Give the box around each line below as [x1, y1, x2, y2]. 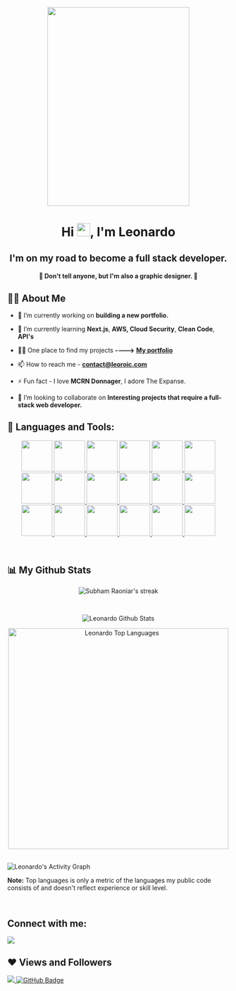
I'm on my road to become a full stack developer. [9, 252, 228, 264]
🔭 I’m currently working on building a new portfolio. [17, 311, 169, 319]
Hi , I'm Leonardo [61, 224, 176, 240]
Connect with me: [7, 917, 87, 930]
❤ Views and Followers [7, 956, 113, 968]
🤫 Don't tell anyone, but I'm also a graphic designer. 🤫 [38, 272, 199, 281]
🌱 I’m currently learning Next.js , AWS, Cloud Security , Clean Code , [17, 324, 215, 333]
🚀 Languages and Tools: [7, 421, 115, 433]
